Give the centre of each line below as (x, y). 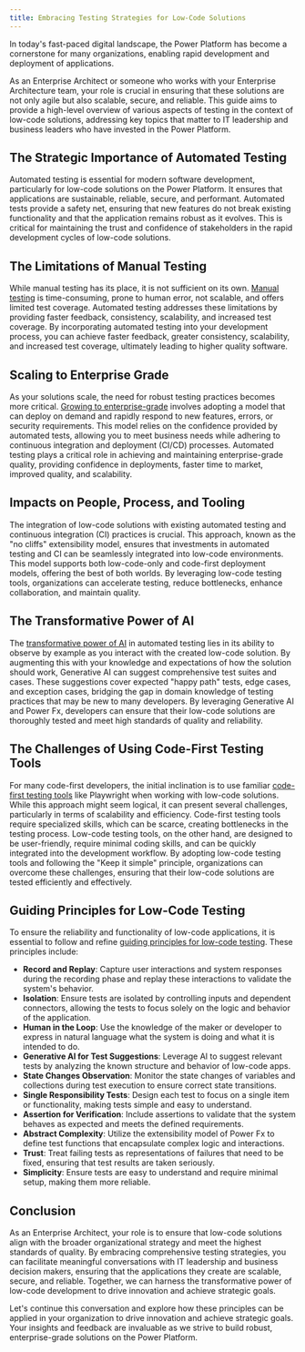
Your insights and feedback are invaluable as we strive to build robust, (141, 1328)
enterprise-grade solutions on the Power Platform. (104, 1337)
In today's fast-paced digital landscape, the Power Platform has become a (148, 44)
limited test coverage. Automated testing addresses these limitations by (143, 308)
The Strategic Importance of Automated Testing (148, 158)
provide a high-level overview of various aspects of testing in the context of (152, 109)
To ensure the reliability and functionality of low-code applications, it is (142, 932)
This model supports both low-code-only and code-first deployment (137, 563)
